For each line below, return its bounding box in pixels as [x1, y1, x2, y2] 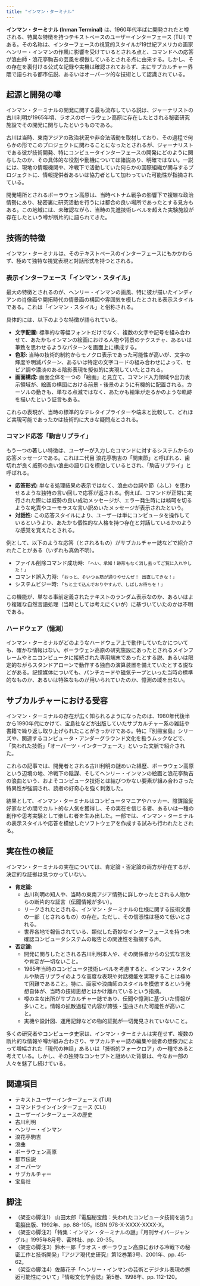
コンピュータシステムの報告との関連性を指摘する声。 [34, 935, 165, 942]
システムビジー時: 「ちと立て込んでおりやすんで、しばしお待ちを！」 [14, 580, 165, 588]
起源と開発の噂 [6, 90, 61, 100]
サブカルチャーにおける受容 [6, 695, 108, 706]
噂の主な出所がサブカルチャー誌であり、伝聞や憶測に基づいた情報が [23, 995, 190, 1002]
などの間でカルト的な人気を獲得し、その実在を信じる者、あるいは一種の [16, 804, 194, 812]
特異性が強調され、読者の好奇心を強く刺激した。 [6, 784, 127, 791]
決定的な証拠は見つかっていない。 [6, 871, 90, 878]
